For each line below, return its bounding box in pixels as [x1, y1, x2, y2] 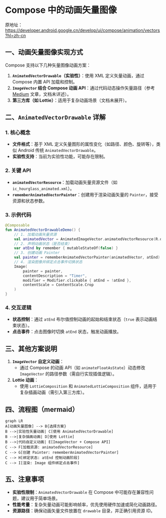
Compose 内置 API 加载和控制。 [12, 78, 78, 84]
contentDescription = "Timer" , [23, 273, 87, 278]
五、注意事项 [5, 475, 44, 483]
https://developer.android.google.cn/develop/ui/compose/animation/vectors [5, 27, 160, 33]
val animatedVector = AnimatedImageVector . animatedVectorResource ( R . [14, 236, 161, 242]
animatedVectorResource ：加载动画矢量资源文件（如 [12, 179, 118, 185]
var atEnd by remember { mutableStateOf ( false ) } [14, 246, 119, 251]
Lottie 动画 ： [12, 377, 39, 383]
